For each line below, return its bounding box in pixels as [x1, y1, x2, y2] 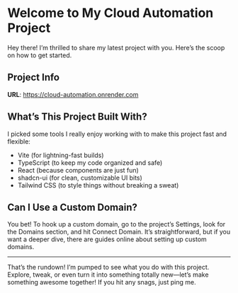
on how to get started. [7, 51, 72, 59]
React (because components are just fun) [17, 166, 140, 174]
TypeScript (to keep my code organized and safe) [17, 158, 163, 167]
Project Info [7, 71, 60, 84]
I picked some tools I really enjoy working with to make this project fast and [7, 130, 227, 138]
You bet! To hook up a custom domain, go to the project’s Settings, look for [7, 220, 226, 229]
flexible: [7, 137, 30, 146]
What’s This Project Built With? [7, 111, 147, 123]
